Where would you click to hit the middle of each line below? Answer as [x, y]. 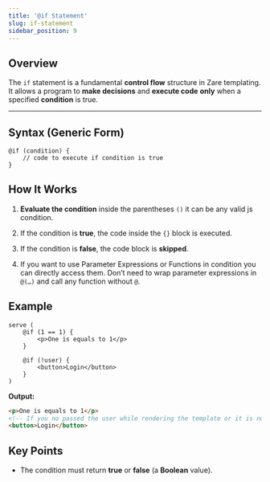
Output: [21, 396]
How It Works [43, 190]
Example [31, 306]
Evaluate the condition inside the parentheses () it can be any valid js [136, 209]
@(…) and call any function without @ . [80, 281]
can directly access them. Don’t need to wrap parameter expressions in [138, 272]
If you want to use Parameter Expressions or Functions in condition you [138, 264]
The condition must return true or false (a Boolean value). [116, 470]
